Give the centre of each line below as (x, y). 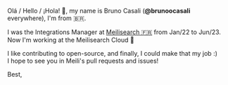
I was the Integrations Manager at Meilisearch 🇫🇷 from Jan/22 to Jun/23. (114, 32)
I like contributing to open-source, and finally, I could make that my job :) (113, 53)
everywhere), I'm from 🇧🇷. (47, 18)
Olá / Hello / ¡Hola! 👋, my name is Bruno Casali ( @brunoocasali (99, 11)
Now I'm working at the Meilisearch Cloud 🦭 (71, 40)
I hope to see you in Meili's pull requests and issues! (83, 61)
